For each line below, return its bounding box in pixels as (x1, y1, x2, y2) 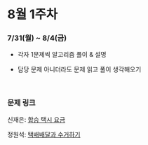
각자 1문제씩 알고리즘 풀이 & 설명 (17, 50, 107, 59)
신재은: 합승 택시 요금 (7, 115, 65, 123)
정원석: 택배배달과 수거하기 (7, 130, 81, 139)
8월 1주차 (7, 6, 58, 22)
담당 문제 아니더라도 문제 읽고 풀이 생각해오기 (17, 65, 142, 74)
